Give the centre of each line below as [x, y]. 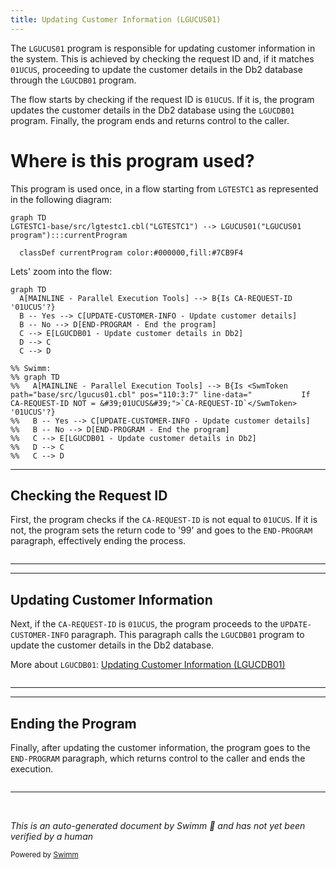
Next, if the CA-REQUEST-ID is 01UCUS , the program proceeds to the [144, 624]
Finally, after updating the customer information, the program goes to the [160, 747]
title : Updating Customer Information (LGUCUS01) [116, 19]
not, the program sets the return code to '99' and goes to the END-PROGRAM [161, 530]
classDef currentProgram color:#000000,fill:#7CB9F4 [131, 252]
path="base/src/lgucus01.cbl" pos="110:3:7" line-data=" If [160, 394]
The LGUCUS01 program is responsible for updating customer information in [163, 48]
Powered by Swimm [44, 855]
